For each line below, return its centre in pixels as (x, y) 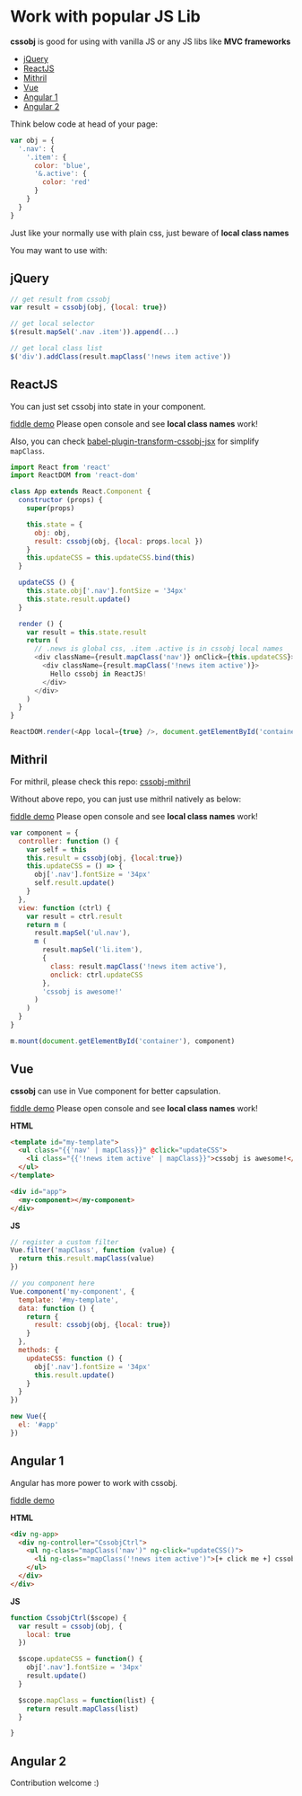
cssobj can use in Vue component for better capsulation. (116, 1091)
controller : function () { (69, 841)
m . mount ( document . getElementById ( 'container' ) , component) (123, 1041)
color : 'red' (67, 182)
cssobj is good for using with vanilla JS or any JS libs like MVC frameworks (151, 41)
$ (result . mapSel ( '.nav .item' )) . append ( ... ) (95, 332)
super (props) (51, 509)
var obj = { (32, 140)
